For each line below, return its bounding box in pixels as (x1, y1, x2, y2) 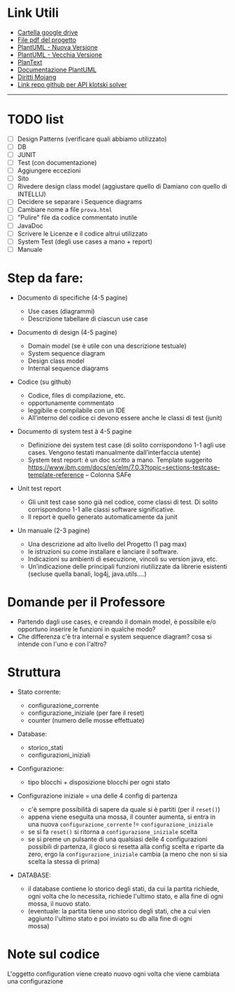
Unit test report (17, 484, 62, 492)
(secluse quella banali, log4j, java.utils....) (27, 570, 147, 578)
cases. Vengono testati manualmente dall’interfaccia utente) (27, 448, 201, 457)
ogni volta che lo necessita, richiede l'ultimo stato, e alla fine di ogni (27, 892, 224, 900)
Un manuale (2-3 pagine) (17, 526, 90, 535)
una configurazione (7, 977, 64, 985)
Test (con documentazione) (17, 159, 97, 167)
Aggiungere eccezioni (17, 166, 81, 175)
